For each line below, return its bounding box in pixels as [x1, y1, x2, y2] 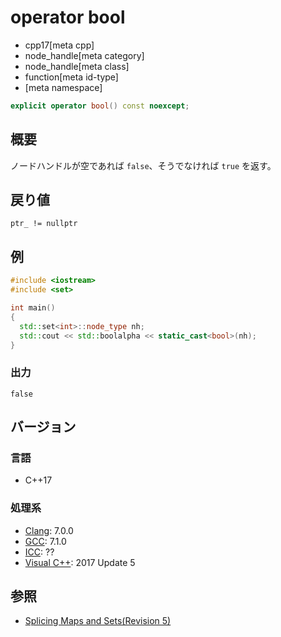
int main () [10, 303, 56, 313]
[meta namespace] [24, 81, 103, 93]
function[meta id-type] [24, 71, 119, 83]
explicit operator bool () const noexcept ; [10, 101, 190, 111]
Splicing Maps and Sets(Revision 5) [24, 615, 172, 627]
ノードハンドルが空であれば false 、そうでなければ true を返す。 [10, 159, 277, 171]
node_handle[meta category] [24, 49, 145, 61]
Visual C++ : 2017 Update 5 [24, 556, 136, 568]
